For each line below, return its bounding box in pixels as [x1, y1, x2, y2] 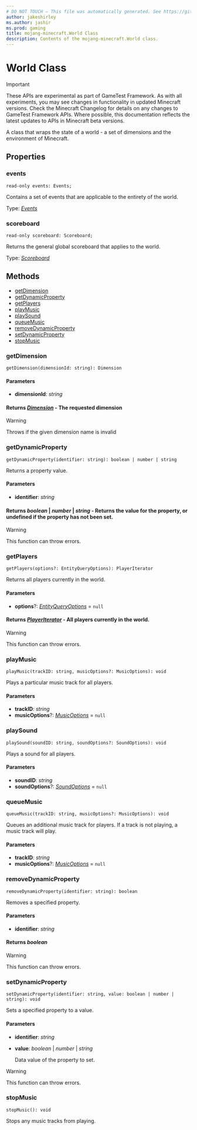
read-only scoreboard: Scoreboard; [6, 232, 93, 238]
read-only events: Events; [6, 183, 72, 189]
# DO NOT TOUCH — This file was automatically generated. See [6, 8, 161, 15]
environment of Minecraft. [6, 135, 69, 142]
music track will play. [6, 827, 57, 835]
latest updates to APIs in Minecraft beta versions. [6, 117, 125, 124]
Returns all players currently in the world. [6, 576, 106, 583]
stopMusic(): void [6, 1107, 51, 1113]
